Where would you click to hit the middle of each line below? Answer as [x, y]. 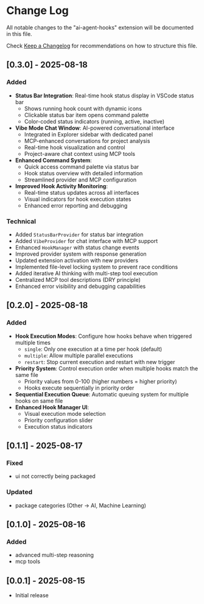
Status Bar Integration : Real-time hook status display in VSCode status [104, 96]
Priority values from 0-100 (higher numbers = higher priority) [101, 381]
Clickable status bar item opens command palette [86, 115]
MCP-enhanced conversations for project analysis [87, 141]
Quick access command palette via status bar [82, 167]
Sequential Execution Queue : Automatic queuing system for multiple [102, 394]
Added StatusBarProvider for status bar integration [79, 234]
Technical [21, 221]
